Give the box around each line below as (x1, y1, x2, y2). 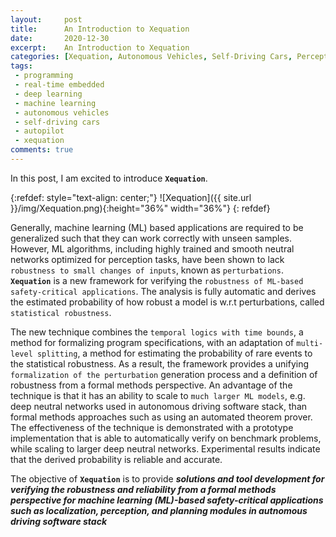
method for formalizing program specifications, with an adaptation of (10, 336, 295, 348)
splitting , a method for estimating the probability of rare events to (36, 347, 313, 359)
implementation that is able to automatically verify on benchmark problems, (10, 432, 322, 444)
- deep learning (14, 89, 83, 99)
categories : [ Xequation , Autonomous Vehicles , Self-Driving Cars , (10, 52, 293, 62)
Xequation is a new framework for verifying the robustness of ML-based (10, 274, 304, 286)
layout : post (10, 14, 83, 25)
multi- (296, 338, 324, 348)
